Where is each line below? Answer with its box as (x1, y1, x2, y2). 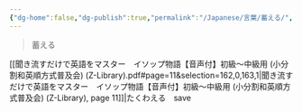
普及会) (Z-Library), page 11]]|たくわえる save (16, 92, 192, 103)
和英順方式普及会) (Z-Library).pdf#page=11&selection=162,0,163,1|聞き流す (16, 70, 294, 80)
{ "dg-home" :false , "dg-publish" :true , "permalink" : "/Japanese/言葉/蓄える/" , (9, 13, 294, 23)
